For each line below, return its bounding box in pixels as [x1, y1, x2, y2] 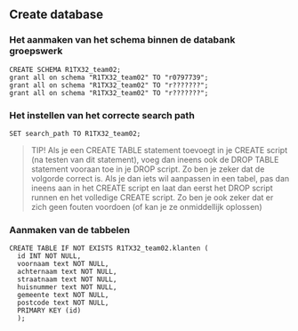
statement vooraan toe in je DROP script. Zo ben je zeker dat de [30, 164, 265, 174]
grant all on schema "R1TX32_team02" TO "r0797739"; [9, 73, 209, 82]
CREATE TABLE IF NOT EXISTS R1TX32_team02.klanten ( [9, 244, 209, 253]
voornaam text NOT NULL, [17, 260, 109, 269]
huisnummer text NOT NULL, [17, 283, 117, 292]
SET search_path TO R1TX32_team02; [9, 129, 141, 138]
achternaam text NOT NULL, [17, 267, 117, 277]
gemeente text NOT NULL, [17, 291, 109, 300]
